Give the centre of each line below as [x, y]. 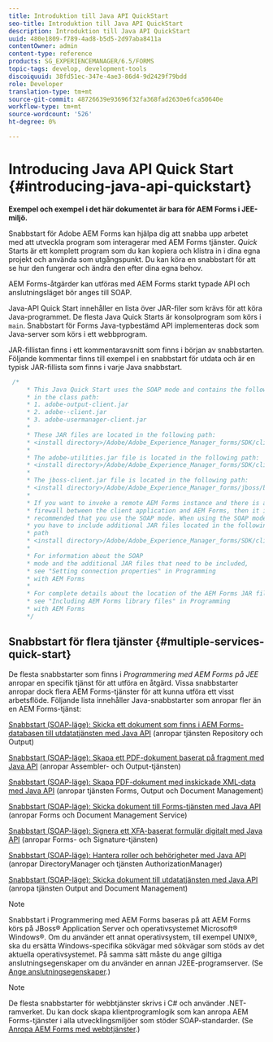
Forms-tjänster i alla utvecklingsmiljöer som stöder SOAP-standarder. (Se [131, 1020]
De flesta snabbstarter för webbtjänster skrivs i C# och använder [117, 1003]
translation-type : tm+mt [50, 92]
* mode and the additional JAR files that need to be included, [138, 563]
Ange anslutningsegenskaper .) [60, 971]
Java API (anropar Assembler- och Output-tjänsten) [95, 766]
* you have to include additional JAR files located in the [130, 525]
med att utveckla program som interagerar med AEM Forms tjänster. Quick [133, 242]
